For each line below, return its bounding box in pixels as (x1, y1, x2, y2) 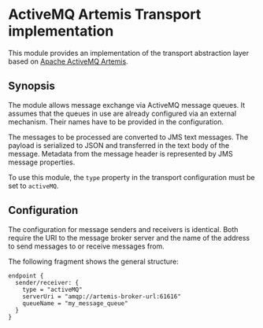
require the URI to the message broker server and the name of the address (8, 233, 250, 242)
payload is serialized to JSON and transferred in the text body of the (8, 140, 230, 150)
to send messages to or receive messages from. (8, 241, 165, 251)
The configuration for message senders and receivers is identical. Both (8, 224, 239, 234)
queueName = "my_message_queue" (22, 299, 128, 308)
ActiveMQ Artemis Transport (8, 6, 202, 24)
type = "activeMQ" (22, 286, 83, 293)
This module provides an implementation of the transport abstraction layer (8, 48, 250, 57)
